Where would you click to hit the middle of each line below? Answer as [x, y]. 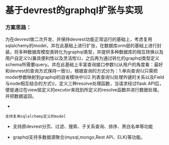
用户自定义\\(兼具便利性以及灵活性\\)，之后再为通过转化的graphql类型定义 [82, 58]
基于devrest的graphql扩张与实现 [74, 10]
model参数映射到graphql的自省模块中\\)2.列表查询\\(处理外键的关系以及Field [85, 77]
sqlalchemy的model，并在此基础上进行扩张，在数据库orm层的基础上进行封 [83, 45]
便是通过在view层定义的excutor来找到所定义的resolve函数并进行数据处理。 [83, 90]
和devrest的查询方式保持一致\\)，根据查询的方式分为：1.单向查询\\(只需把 [82, 71]
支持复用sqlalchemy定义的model [36, 117]
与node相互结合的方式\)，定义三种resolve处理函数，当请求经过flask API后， [84, 83]
